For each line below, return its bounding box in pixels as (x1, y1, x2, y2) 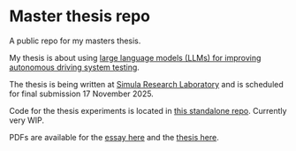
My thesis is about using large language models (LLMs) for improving (9, 52, 262, 63)
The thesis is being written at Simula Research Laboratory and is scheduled (9, 79, 285, 89)
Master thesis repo (9, 6, 150, 26)
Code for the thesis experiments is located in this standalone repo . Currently (9, 105, 287, 116)
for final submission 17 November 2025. (9, 88, 155, 99)
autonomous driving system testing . (9, 62, 140, 72)
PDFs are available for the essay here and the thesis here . (9, 132, 219, 142)
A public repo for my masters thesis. (9, 35, 141, 46)
